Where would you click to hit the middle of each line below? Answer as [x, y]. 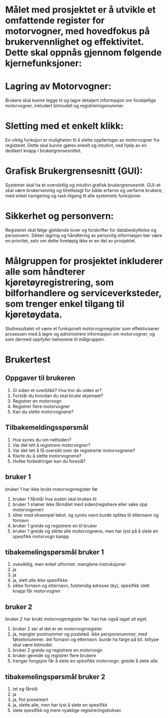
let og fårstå [25, 689]
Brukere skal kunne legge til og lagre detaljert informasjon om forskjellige [81, 100]
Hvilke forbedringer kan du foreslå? [49, 461]
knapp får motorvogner [36, 591]
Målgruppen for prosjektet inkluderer [84, 261]
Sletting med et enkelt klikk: [64, 126]
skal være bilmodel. [33, 645]
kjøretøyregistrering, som [59, 282]
